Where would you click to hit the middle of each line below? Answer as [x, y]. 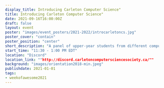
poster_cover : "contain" [30, 37]
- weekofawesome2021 [26, 78]
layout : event [20, 28]
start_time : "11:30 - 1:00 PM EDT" [41, 50]
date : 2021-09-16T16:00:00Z [34, 19]
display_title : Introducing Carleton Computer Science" [63, 10]
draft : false [18, 23]
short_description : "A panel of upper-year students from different [76, 46]
